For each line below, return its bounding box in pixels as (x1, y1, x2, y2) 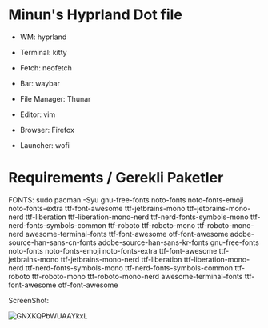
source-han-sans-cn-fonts (8, 238, 97, 247)
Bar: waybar (19, 78, 60, 88)
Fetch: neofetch (19, 62, 72, 73)
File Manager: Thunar (19, 94, 91, 103)
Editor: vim (19, 110, 56, 119)
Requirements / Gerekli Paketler (8, 169, 224, 187)
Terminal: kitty (19, 47, 67, 57)
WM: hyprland (19, 32, 67, 42)
